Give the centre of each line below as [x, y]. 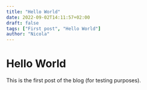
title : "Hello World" [33, 12]
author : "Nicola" [28, 34]
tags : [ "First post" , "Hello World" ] [54, 28]
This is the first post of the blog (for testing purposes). [74, 80]
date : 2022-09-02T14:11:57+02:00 [48, 17]
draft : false [23, 23]
